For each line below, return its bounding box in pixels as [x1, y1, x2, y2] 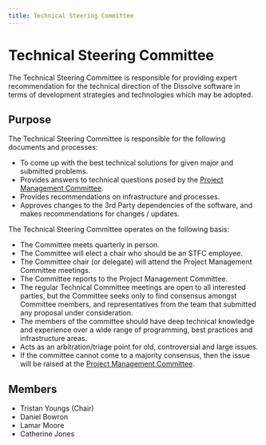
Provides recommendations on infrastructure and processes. [19, 192, 220, 202]
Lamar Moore [19, 421, 65, 431]
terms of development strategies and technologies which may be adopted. [8, 90, 253, 99]
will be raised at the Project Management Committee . [19, 359, 195, 369]
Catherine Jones [19, 429, 75, 439]
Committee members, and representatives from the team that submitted [19, 299, 257, 309]
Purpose [8, 113, 52, 126]
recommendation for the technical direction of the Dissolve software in [8, 81, 241, 90]
